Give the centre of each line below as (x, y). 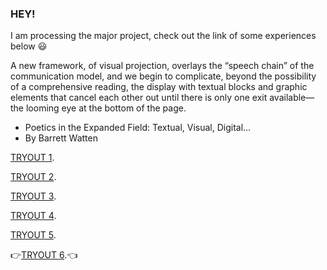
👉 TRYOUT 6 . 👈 (44, 255)
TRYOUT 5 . (33, 235)
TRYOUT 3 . (33, 196)
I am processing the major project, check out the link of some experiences (163, 36)
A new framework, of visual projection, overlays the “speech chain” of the (162, 66)
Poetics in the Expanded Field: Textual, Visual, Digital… (138, 128)
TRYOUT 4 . (33, 216)
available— (292, 98)
